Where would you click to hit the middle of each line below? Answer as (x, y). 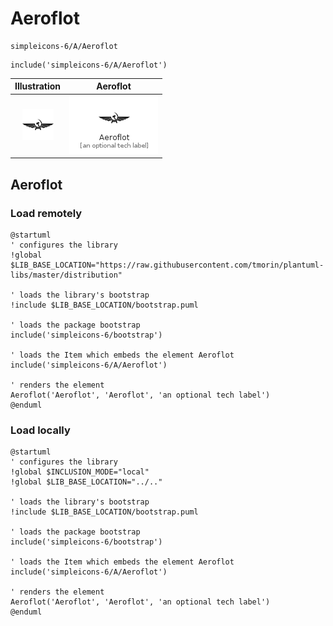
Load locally (40, 430)
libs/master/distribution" (66, 275)
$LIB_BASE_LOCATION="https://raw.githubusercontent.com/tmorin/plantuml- (167, 265)
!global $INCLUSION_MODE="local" (80, 472)
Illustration (38, 86)
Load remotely (46, 213)
